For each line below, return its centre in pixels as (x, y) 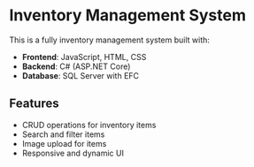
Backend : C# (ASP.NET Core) (76, 66)
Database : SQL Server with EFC (81, 75)
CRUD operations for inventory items (89, 125)
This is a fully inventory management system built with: (110, 40)
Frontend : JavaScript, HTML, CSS (84, 57)
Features (34, 104)
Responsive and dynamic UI (73, 153)
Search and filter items (63, 134)
